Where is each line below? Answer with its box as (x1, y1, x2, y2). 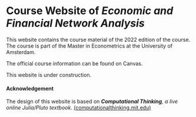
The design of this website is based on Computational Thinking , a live (6, 98, 178, 105)
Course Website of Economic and (6, 4, 174, 18)
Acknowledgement (6, 85, 54, 92)
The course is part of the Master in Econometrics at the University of (6, 42, 172, 49)
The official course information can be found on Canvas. (6, 60, 143, 67)
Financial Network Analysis (6, 16, 145, 30)
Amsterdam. (6, 48, 36, 55)
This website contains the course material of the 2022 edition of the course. (6, 36, 191, 43)
